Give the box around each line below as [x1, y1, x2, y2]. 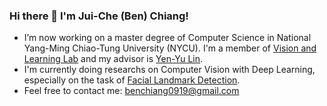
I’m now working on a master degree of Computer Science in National [23, 32, 312, 44]
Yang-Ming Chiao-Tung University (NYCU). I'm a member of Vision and [23, 42, 317, 54]
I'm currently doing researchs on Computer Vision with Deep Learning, [23, 64, 316, 76]
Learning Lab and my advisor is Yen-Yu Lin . [23, 53, 204, 65]
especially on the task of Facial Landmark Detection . [23, 74, 241, 86]
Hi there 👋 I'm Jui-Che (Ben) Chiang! [9, 9, 189, 23]
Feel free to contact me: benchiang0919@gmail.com [23, 85, 240, 97]
